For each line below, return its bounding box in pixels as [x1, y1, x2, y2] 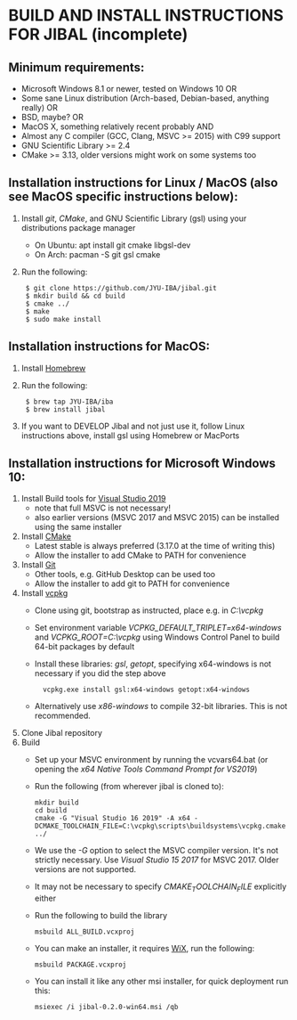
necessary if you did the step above [34, 668, 166, 679]
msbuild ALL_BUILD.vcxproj [34, 927, 135, 936]
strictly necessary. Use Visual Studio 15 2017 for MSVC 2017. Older [34, 854, 279, 865]
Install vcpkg [20, 588, 68, 599]
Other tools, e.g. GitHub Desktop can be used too [34, 569, 216, 580]
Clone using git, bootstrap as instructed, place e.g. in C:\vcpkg [34, 605, 264, 616]
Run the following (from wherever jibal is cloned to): [34, 781, 224, 792]
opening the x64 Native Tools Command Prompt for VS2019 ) [34, 763, 258, 775]
